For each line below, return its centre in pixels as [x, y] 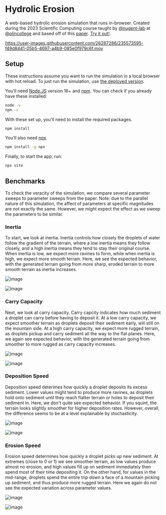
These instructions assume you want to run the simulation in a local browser [83, 76]
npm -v [12, 110]
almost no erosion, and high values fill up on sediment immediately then [78, 467]
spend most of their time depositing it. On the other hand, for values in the [81, 472]
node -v [13, 105]
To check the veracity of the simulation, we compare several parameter [78, 193]
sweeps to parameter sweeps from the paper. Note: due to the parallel [77, 198]
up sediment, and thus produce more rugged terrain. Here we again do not [81, 483]
